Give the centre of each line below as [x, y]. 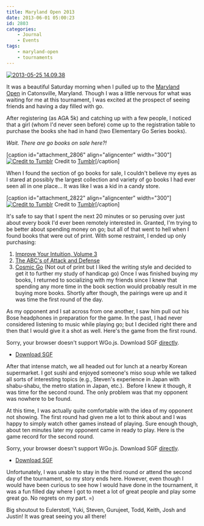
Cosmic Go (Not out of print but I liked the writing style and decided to [103, 267]
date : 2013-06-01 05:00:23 [40, 18]
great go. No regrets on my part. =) [50, 498]
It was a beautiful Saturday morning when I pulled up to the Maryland [93, 87]
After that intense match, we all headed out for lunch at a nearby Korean [97, 366]
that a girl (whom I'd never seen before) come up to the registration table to [101, 124]
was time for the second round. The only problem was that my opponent [97, 392]
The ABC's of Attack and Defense [58, 260]
